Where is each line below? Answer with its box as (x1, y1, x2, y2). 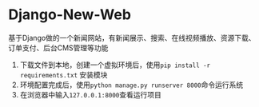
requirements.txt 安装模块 (19, 69, 108, 79)
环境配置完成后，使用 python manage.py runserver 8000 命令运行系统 (19, 80, 244, 89)
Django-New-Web (8, 6, 132, 24)
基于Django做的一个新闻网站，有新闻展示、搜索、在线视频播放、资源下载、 (8, 33, 256, 42)
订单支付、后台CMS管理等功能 (8, 42, 109, 53)
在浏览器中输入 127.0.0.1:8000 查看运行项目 (19, 89, 162, 99)
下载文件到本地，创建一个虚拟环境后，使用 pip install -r (19, 60, 211, 69)
